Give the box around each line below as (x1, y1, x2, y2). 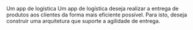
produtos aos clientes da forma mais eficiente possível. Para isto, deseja (6, 11, 188, 18)
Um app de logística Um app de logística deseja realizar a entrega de (6, 5, 179, 12)
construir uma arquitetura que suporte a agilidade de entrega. (6, 18, 161, 24)
